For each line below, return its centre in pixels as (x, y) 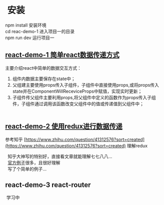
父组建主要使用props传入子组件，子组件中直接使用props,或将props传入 (85, 85)
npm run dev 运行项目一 (30, 38)
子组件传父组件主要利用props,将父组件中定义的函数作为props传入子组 (84, 97)
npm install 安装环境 (26, 25)
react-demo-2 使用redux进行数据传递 (64, 127)
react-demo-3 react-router (48, 185)
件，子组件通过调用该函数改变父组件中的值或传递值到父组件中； (78, 104)
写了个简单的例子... (27, 169)
